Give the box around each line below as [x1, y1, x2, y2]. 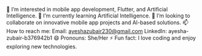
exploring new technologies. [6, 43, 77, 50]
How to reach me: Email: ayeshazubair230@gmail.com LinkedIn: [6, 28, 167, 34]
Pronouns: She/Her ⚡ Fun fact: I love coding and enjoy [60, 34, 196, 42]
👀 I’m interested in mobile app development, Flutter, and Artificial [6, 6, 168, 13]
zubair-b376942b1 [6, 34, 53, 42]
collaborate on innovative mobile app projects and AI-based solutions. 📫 [6, 19, 189, 26]
